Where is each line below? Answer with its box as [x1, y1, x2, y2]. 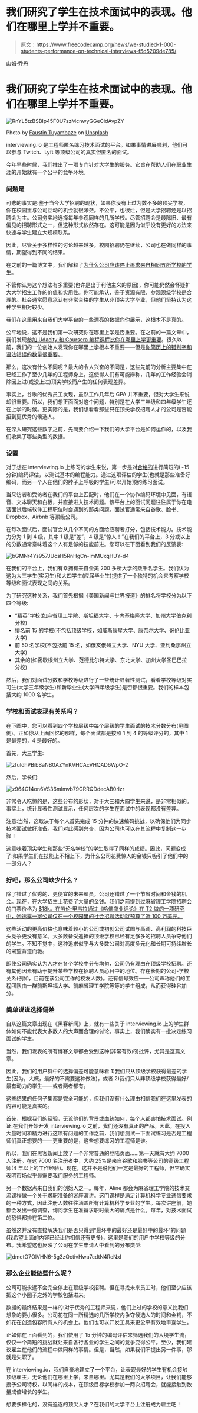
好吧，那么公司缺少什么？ [6, 876, 79, 884]
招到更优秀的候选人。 [6, 413, 58, 420]
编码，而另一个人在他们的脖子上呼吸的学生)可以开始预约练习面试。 [6, 479, 169, 486]
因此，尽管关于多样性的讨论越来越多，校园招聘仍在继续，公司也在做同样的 [6, 241, 187, 249]
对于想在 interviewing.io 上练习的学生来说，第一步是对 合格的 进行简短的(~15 [6, 464, 190, 471]
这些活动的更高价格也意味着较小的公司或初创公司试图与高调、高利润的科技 [6, 925, 187, 933]
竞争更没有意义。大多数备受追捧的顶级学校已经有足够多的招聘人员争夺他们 [11, 933, 192, 940]
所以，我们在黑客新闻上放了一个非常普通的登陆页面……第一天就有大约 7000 [6, 1150, 190, 1157]
